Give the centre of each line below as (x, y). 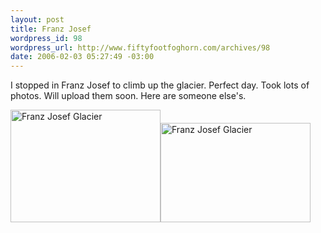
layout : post (37, 19)
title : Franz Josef (51, 29)
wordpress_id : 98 (46, 38)
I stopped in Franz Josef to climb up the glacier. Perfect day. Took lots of (160, 85)
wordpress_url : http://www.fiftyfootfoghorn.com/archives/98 (140, 47)
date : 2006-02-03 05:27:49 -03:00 (82, 57)
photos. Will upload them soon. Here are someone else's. (128, 96)
